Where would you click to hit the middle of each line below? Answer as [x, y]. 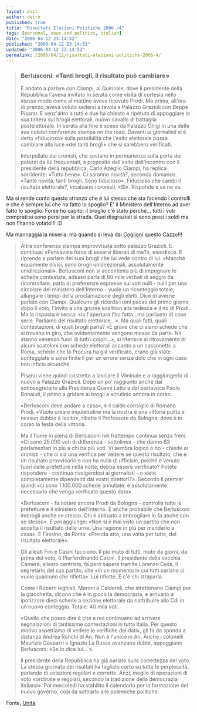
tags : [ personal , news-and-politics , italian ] [64, 33]
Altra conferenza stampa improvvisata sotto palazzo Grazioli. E [96, 246]
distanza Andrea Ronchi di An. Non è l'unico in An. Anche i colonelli [102, 636]
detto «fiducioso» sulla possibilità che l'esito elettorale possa [94, 138]
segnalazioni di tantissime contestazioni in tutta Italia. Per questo [98, 624]
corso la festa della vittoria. [53, 424]
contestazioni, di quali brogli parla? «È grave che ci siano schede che [104, 326]
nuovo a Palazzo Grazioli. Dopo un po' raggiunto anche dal [91, 381]
